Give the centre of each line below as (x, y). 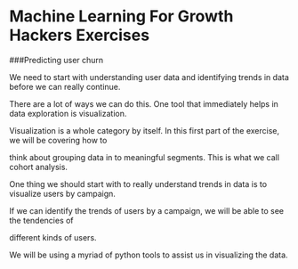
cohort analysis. (39, 167)
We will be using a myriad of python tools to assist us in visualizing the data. (149, 255)
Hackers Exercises (79, 35)
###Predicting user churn (56, 60)
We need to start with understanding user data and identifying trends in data (149, 77)
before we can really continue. (65, 86)
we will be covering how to (58, 140)
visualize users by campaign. (62, 193)
